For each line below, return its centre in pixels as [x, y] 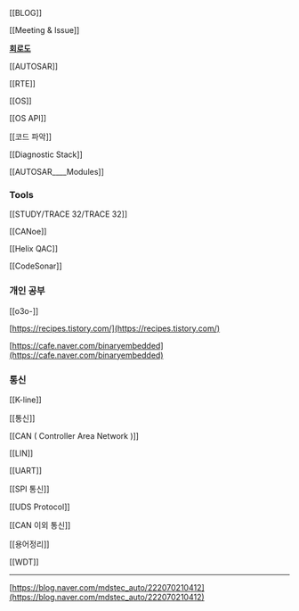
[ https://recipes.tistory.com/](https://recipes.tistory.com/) [115, 328]
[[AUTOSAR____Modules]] [57, 172]
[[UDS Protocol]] [40, 507]
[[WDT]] [24, 562]
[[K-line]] [25, 400]
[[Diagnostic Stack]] [46, 154]
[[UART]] [26, 470]
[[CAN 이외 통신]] [40, 524]
